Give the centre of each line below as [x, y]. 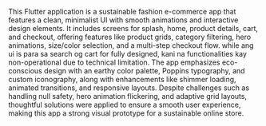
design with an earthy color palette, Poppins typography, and [144, 71]
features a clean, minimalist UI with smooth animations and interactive [123, 20]
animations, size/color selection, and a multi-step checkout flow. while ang [131, 45]
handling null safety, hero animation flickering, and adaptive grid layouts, [128, 96]
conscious [25, 71]
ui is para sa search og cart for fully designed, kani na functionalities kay [128, 54]
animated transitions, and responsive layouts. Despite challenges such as [129, 88]
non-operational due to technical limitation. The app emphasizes [114, 62]
